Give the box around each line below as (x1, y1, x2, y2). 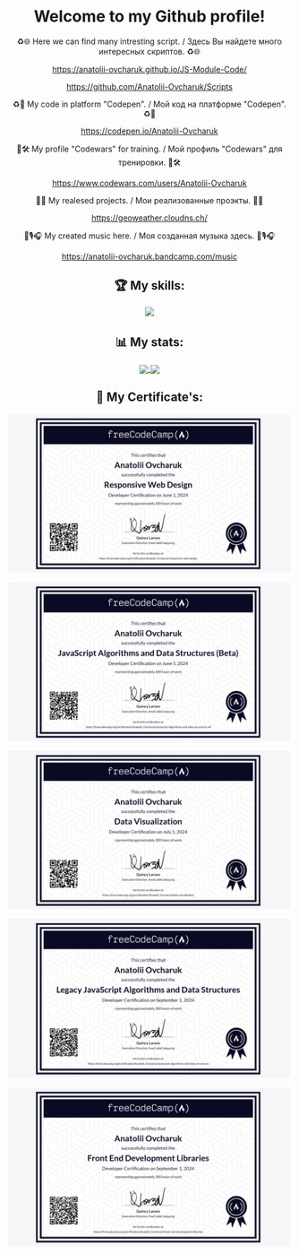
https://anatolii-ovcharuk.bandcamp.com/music (61, 251, 238, 262)
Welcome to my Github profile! (33, 6, 266, 27)
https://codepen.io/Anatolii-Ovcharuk (81, 125, 218, 136)
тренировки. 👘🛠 (118, 157, 181, 168)
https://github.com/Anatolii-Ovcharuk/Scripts (65, 81, 234, 91)
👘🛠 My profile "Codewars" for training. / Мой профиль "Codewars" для (16, 143, 283, 154)
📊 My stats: (115, 334, 184, 350)
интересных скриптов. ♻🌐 (98, 46, 201, 56)
